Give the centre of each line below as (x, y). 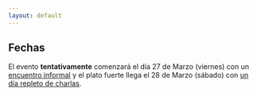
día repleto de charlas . (45, 83)
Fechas (27, 48)
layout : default (35, 15)
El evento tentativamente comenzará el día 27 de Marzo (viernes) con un (128, 67)
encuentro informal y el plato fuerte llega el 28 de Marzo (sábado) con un (128, 75)
